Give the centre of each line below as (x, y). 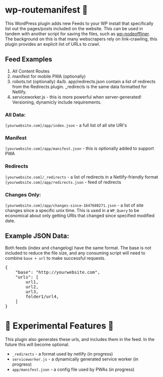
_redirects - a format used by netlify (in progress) (63, 354)
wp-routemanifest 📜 (46, 10)
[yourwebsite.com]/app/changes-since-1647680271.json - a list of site (74, 205)
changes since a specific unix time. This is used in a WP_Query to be (72, 210)
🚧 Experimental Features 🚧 (59, 326)
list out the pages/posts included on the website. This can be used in (74, 28)
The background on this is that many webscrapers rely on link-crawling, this (81, 39)
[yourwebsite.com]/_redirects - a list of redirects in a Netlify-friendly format (81, 177)
